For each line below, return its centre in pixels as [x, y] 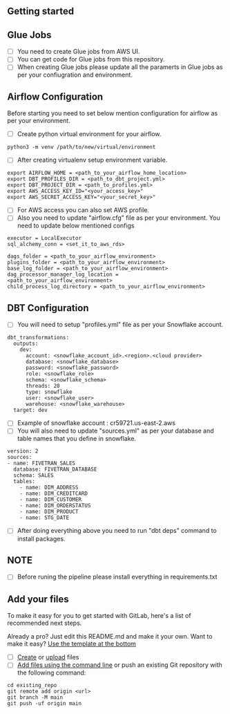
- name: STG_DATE [45, 518]
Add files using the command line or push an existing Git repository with [119, 665]
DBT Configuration [48, 308]
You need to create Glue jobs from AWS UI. [78, 52]
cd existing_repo [32, 686]
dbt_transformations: [38, 338]
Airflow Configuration [55, 96]
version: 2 [23, 451]
